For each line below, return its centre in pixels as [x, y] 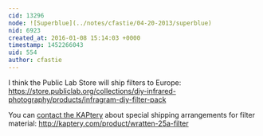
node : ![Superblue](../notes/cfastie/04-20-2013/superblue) [110, 23]
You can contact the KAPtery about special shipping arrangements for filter [131, 115]
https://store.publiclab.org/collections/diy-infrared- [92, 91]
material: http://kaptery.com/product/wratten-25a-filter [98, 123]
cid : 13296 [26, 16]
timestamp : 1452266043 [46, 45]
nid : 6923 [25, 30]
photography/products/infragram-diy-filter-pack [87, 99]
